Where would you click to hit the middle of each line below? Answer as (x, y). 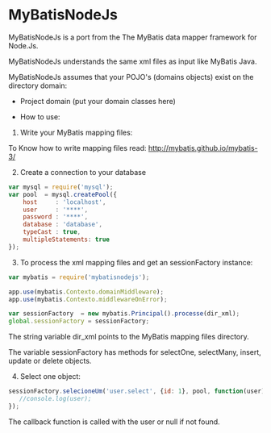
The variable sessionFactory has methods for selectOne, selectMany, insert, (135, 352)
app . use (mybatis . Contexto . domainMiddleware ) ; (86, 292)
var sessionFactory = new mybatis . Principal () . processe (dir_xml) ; (124, 314)
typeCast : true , (52, 232)
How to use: (40, 117)
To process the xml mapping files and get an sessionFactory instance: (136, 262)
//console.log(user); (55, 399)
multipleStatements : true (67, 239)
